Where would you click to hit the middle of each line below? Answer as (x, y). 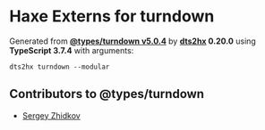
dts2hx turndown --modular (60, 67)
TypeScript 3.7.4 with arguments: (72, 50)
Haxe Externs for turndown (112, 16)
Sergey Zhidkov (51, 115)
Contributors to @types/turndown (107, 94)
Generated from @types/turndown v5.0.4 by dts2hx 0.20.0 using (133, 41)
